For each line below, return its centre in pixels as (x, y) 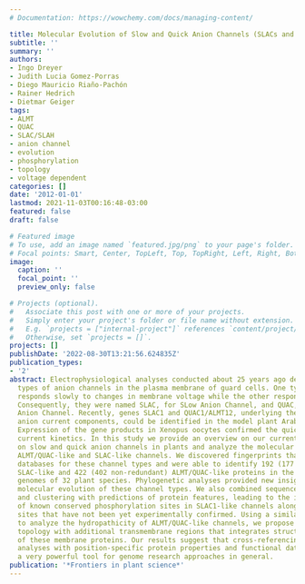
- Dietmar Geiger (42, 102)
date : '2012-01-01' (46, 195)
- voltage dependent (49, 178)
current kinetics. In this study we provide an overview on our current (158, 439)
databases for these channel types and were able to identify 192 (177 (156, 464)
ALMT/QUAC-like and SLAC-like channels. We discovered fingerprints (150, 455)
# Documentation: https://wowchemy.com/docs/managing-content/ (132, 18)
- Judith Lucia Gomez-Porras (64, 77)
